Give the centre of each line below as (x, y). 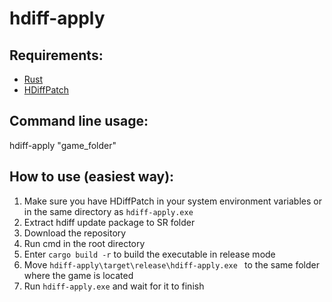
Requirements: (56, 55)
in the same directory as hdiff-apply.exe (108, 211)
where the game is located (78, 275)
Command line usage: (79, 121)
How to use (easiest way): (92, 177)
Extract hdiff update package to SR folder (109, 222)
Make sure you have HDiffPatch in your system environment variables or (172, 201)
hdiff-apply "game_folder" (63, 145)
